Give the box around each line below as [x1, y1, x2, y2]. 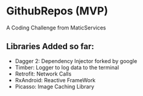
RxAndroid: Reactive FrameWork [14, 76, 96, 83]
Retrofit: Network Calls [14, 70, 72, 77]
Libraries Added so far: [6, 41, 95, 52]
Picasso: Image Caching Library [14, 83, 95, 90]
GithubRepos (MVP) [6, 4, 109, 18]
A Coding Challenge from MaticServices [6, 24, 106, 31]
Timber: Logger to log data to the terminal [14, 64, 119, 71]
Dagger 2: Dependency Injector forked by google [14, 57, 138, 64]
